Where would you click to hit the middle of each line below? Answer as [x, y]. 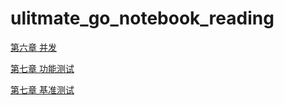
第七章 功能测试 [42, 68]
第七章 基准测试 [42, 89]
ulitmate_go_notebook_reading [142, 18]
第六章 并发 [33, 47]
